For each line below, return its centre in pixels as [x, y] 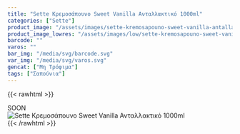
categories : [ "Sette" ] [41, 21]
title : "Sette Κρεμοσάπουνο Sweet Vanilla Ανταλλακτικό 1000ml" [105, 14]
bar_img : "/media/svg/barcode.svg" [60, 54]
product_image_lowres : [41, 34]
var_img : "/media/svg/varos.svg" [57, 61]
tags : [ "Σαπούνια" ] [36, 73]
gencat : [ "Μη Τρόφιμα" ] [43, 67]
